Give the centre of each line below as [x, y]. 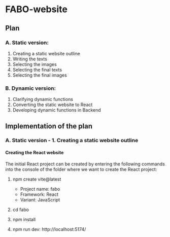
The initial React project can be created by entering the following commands [85, 164]
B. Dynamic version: [31, 88]
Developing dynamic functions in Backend [57, 110]
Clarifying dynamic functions [43, 99]
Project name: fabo [40, 189]
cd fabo [21, 210]
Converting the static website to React [53, 105]
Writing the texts [30, 59]
